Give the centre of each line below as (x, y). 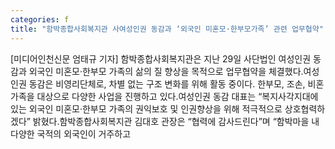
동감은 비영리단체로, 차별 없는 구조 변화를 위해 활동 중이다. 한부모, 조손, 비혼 (176, 83)
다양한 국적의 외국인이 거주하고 (71, 133)
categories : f (40, 19)
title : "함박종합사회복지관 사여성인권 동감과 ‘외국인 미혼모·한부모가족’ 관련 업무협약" (167, 29)
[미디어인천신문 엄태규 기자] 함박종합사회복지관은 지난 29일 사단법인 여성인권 (161, 58)
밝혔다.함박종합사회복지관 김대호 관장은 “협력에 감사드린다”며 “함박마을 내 (176, 121)
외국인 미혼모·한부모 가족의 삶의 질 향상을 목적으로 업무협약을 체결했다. (166, 71)
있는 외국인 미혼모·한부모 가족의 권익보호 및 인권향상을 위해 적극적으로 (146, 108)
